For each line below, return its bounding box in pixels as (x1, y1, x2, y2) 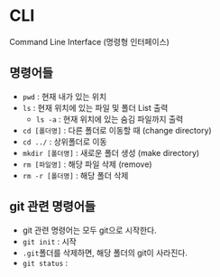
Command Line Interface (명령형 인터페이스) (9, 36, 170, 47)
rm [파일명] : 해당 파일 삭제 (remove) (22, 159, 152, 170)
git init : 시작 (22, 235, 77, 246)
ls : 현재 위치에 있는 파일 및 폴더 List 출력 (22, 102, 169, 113)
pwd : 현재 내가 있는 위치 (22, 91, 107, 102)
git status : (22, 257, 69, 268)
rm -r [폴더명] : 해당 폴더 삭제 (22, 170, 129, 180)
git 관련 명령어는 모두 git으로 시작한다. (22, 225, 157, 235)
